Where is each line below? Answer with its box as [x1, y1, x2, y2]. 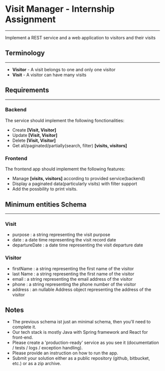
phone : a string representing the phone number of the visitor [12, 281, 137, 287]
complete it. [12, 324, 37, 330]
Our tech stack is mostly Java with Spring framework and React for [12, 329, 148, 335]
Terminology [5, 49, 45, 57]
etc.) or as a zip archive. [12, 361, 61, 367]
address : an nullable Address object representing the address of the [12, 286, 151, 292]
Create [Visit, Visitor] [12, 127, 56, 133]
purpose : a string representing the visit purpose [12, 232, 110, 238]
